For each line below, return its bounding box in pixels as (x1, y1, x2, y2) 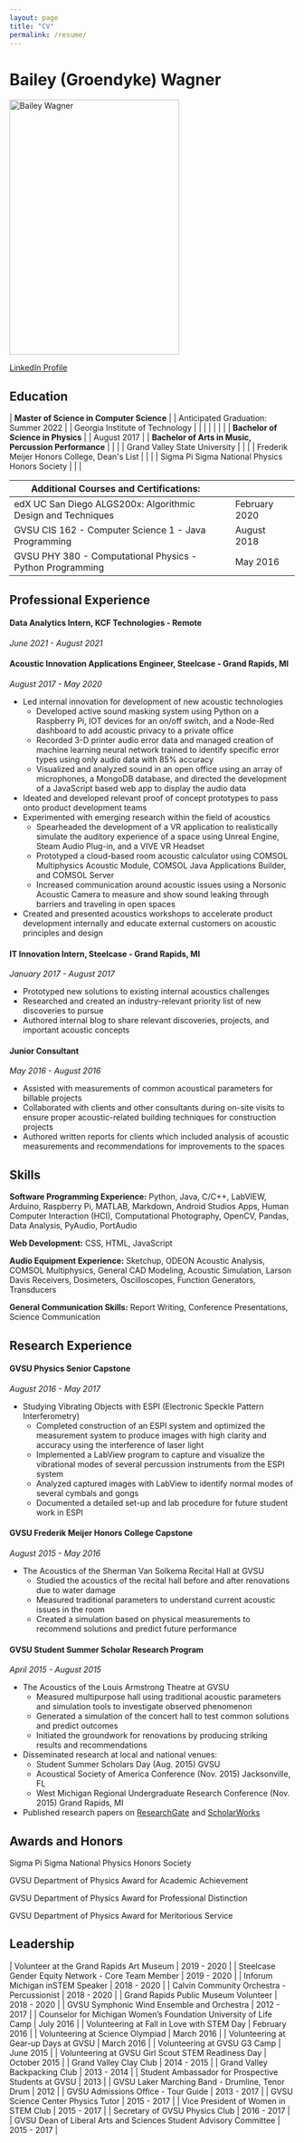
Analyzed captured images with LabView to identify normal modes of (35, 1478, 294, 1489)
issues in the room (35, 1603, 106, 1615)
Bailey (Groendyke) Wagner (9, 69, 222, 90)
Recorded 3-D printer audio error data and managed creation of (35, 734, 274, 745)
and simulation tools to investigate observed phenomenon (35, 1701, 252, 1712)
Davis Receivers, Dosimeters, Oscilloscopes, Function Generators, (9, 1275, 256, 1286)
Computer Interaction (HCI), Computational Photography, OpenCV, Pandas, (9, 1210, 290, 1221)
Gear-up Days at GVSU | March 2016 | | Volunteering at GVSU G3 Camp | (9, 2038, 281, 2049)
